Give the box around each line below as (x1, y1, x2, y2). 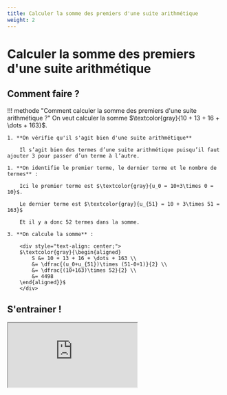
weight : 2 (7, 17, 36, 23)
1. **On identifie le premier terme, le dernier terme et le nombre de (7, 164, 217, 171)
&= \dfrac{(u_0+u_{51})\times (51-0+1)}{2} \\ (32, 261, 168, 268)
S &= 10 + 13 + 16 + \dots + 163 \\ (32, 255, 137, 261)
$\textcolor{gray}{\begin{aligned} (19, 248, 122, 255)
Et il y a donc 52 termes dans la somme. (19, 218, 140, 226)
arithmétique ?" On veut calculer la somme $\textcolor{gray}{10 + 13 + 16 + (7, 114, 220, 122)
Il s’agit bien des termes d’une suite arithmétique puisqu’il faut (19, 146, 220, 153)
